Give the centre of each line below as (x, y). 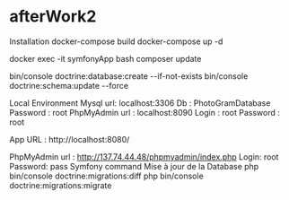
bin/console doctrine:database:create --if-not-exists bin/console (129, 76)
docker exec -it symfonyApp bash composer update (105, 58)
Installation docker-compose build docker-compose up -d (116, 41)
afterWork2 (53, 17)
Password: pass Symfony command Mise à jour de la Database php (134, 166)
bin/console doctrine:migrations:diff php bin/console (106, 176)
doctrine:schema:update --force (69, 85)
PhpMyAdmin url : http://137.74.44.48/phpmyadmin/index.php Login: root (144, 157)
